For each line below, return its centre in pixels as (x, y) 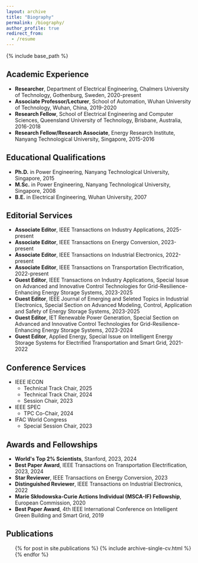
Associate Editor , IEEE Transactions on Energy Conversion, (87, 242)
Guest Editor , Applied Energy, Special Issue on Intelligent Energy (94, 336)
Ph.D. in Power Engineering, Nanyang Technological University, (92, 172)
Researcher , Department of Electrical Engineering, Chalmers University (102, 89)
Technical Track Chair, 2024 (58, 394)
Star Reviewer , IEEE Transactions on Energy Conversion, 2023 (91, 478)
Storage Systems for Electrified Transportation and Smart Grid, (91, 343)
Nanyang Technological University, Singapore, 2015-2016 (85, 139)
